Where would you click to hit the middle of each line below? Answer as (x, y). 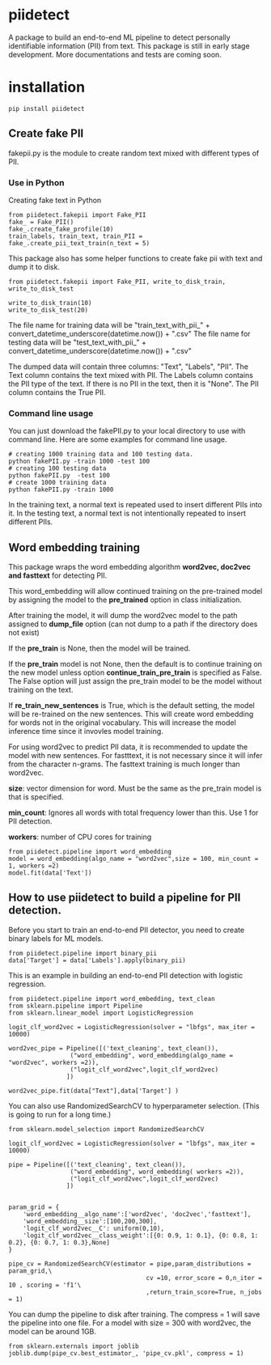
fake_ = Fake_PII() (41, 222)
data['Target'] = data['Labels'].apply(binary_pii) (97, 960)
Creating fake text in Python (55, 200)
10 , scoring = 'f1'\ (45, 1285)
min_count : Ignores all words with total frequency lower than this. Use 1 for (133, 813)
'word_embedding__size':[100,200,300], (90, 1221)
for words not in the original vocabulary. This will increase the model (122, 723)
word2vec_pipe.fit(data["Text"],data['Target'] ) (94, 1091)
